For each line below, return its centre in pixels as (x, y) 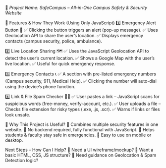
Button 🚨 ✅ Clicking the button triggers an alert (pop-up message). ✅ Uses (82, 30)
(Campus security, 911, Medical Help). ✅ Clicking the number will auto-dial (81, 81)
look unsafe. (18, 115)
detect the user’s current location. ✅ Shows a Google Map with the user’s (80, 58)
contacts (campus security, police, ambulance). (54, 41)
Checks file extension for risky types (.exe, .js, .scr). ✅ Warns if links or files (83, 109)
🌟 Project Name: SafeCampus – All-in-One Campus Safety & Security (76, 8)
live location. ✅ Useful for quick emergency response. (60, 64)
